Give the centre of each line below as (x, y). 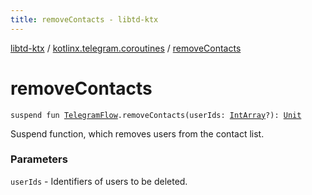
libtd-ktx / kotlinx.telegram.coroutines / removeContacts (126, 48)
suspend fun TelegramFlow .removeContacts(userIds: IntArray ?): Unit (156, 115)
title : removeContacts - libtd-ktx (84, 19)
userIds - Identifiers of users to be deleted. (99, 181)
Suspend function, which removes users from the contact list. (137, 133)
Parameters (39, 159)
